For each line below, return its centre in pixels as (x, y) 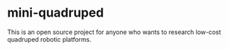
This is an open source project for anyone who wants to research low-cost (114, 32)
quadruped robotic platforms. (50, 39)
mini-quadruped (56, 13)
